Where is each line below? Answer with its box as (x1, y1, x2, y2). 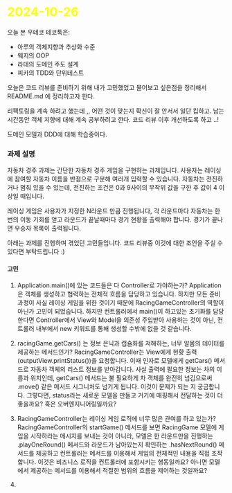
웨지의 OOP (17, 51, 50, 60)
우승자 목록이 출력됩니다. (14, 224, 82, 233)
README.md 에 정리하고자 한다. (7, 91, 96, 100)
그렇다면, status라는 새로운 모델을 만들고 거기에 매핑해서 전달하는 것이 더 (26, 391, 223, 400)
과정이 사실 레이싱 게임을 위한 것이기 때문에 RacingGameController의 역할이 (17, 298, 224, 307)
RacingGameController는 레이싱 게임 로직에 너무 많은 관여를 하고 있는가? (17, 415, 216, 423)
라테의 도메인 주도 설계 (17, 60, 79, 68)
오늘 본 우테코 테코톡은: (7, 28, 71, 36)
